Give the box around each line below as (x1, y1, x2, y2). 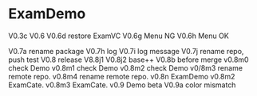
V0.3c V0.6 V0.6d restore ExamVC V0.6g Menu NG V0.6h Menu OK (8, 31, 229, 40)
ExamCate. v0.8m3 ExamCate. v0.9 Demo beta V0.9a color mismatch (8, 80, 236, 90)
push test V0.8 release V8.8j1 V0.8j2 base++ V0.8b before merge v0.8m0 (8, 55, 249, 64)
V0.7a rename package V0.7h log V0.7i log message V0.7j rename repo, (8, 46, 244, 56)
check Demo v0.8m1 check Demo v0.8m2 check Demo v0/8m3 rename (8, 63, 243, 72)
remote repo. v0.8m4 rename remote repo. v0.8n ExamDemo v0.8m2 (8, 71, 235, 81)
